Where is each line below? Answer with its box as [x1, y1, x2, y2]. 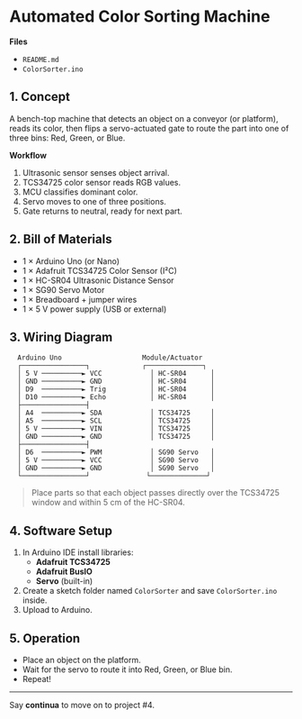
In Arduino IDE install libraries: [22, 547, 134, 558]
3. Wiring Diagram [9, 329, 113, 344]
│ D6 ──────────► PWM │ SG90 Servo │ [17, 448, 216, 457]
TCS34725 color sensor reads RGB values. [22, 177, 182, 187]
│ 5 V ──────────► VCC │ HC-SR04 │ [17, 369, 216, 378]
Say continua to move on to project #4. [9, 700, 155, 710]
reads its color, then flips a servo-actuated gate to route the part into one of [9, 123, 289, 133]
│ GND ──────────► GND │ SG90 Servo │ [17, 464, 216, 473]
